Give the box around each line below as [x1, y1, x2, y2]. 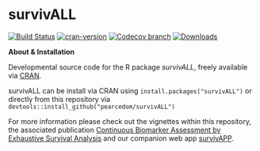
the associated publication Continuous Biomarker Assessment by [8, 125, 221, 134]
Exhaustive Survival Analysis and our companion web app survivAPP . [8, 133, 235, 143]
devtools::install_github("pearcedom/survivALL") [8, 103, 176, 111]
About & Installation [8, 47, 75, 56]
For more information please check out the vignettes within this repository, [8, 116, 252, 126]
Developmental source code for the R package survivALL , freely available [8, 62, 248, 72]
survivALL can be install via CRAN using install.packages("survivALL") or [8, 85, 252, 96]
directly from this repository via [8, 94, 111, 104]
